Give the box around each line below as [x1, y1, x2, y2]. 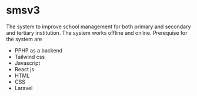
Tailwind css [14, 53, 45, 60]
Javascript [14, 59, 41, 67]
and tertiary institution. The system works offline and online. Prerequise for [6, 29, 188, 36]
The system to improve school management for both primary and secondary [6, 23, 191, 30]
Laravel [14, 84, 33, 91]
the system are [6, 35, 42, 42]
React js [14, 65, 35, 72]
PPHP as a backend [14, 47, 63, 54]
